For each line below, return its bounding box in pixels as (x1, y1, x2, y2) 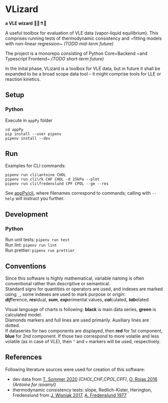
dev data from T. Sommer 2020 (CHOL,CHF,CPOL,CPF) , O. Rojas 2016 (12, 376, 158, 382)
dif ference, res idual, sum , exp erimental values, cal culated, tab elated (5, 296, 149, 302)
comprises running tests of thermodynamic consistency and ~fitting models (5, 35, 162, 41)
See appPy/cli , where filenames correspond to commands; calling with (5, 190, 151, 196)
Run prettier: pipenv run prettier (5, 248, 75, 254)
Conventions (5, 262, 47, 270)
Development (5, 210, 49, 218)
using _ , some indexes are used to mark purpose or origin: (5, 291, 126, 297)
